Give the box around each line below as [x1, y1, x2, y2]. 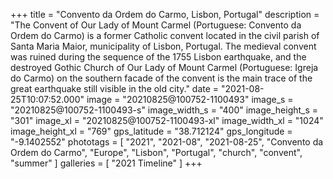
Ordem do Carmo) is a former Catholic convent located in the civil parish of [10, 30, 320, 41]
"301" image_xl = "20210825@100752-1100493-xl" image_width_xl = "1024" [10, 115, 324, 126]
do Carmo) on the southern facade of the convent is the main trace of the [10, 72, 313, 84]
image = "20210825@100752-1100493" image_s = [86, 94, 294, 105]
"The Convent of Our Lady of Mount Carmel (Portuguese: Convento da [10, 19, 302, 31]
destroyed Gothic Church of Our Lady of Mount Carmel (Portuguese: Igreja [10, 62, 319, 73]
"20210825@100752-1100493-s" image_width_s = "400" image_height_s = [10, 104, 319, 116]
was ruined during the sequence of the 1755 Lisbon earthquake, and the [10, 51, 307, 63]
